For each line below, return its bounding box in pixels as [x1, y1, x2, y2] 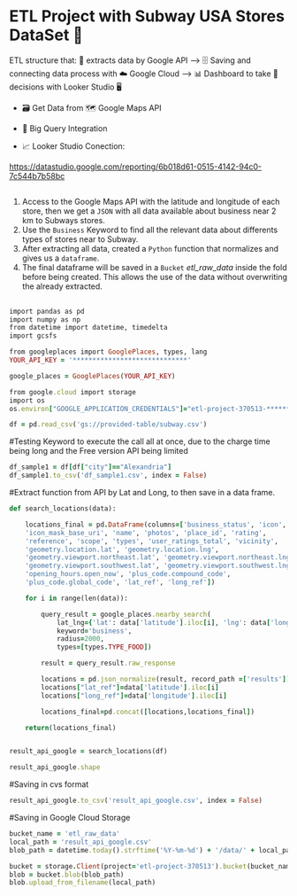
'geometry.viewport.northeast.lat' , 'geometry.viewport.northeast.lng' [25, 553, 294, 562]
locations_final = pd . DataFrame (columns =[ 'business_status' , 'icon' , [25, 520, 287, 529]
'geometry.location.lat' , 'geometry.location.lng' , [25, 545, 219, 554]
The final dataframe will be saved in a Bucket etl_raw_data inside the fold [21, 262, 287, 273]
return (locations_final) [25, 723, 117, 732]
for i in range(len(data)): [25, 594, 128, 603]
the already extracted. [21, 281, 103, 292]
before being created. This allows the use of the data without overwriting [21, 272, 288, 283]
